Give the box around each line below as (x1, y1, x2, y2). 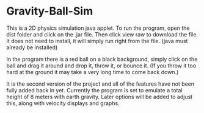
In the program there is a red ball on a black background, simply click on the (6, 55, 198, 63)
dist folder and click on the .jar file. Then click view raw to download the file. (6, 30, 199, 38)
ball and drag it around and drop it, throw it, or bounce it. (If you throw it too (6, 62, 197, 69)
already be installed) (6, 44, 58, 51)
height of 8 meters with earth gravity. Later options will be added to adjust (6, 93, 193, 100)
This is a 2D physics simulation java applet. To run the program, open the (6, 24, 190, 32)
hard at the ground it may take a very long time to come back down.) (6, 68, 179, 75)
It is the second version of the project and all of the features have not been (6, 80, 194, 87)
